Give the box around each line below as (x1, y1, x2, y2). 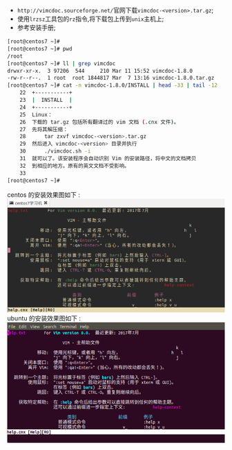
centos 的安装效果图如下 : (7, 190, 81, 199)
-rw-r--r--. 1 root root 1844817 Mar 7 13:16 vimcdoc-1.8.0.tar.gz (7, 75, 215, 82)
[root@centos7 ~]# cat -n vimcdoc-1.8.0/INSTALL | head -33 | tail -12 (7, 82, 217, 89)
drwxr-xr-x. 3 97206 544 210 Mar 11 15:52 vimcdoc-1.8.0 (7, 67, 193, 74)
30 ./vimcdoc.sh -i (19, 148, 91, 155)
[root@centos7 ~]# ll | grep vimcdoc (7, 60, 116, 67)
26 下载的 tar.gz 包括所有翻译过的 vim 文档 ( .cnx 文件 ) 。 (19, 119, 180, 126)
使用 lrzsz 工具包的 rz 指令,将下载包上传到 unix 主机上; (17, 15, 164, 23)
